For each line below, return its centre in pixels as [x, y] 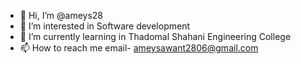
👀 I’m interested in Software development [104, 26]
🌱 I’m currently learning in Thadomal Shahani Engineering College [155, 36]
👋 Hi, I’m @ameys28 [61, 15]
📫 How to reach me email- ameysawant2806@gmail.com [139, 48]
